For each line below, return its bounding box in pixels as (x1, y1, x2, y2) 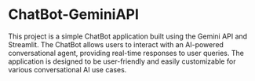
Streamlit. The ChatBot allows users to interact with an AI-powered (8, 39, 224, 49)
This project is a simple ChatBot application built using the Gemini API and (8, 31, 248, 41)
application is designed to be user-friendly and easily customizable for (8, 57, 236, 66)
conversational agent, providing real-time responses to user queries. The (8, 48, 245, 57)
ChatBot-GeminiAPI (8, 6, 140, 24)
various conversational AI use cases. (8, 64, 127, 74)
